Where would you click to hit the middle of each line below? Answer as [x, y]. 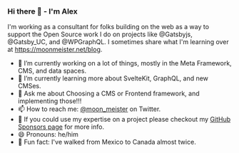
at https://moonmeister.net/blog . [55, 50]
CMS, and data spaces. [52, 71]
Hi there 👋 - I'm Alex [43, 11]
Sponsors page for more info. [61, 127]
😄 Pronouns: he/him [48, 134]
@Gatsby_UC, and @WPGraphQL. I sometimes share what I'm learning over [118, 42]
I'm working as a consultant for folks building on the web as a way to [108, 27]
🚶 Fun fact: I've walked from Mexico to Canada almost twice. [107, 142]
